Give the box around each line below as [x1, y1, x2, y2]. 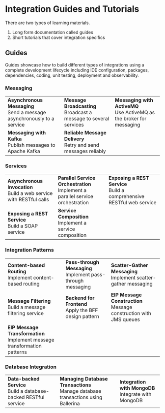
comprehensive [109, 193, 145, 200]
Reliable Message [64, 129, 107, 136]
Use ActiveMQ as [114, 109, 155, 116]
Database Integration [5, 363, 56, 370]
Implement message [7, 336, 55, 343]
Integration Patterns [5, 247, 54, 254]
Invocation [7, 184, 33, 191]
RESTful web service [109, 199, 157, 206]
